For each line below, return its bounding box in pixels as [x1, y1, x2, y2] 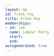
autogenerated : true [5, 43, 48, 48]
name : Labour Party [9, 30, 50, 35]
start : [9, 35, 23, 39]
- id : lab [5, 25, 26, 30]
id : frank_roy [5, 12, 34, 17]
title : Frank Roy [5, 16, 41, 21]
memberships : [5, 20, 32, 26]
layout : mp [5, 7, 27, 12]
